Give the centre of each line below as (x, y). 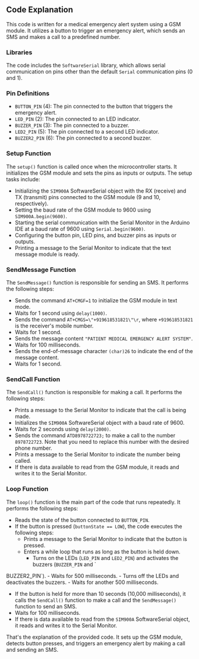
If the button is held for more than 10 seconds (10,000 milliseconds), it (100, 593)
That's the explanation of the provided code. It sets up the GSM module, (94, 637)
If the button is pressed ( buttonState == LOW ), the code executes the (98, 526)
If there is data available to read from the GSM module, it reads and (97, 467)
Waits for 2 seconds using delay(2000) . (63, 429)
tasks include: (23, 179)
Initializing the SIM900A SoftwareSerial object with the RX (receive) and (100, 191)
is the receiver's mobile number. (54, 326)
